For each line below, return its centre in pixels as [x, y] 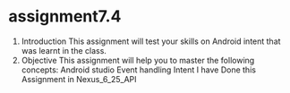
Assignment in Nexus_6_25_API [79, 79]
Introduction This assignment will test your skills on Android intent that [151, 41]
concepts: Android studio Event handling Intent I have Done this [139, 70]
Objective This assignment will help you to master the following [138, 60]
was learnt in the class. [64, 50]
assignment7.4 [65, 17]
